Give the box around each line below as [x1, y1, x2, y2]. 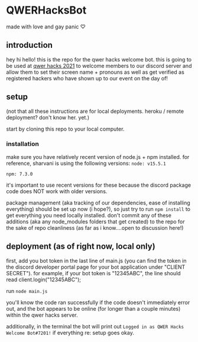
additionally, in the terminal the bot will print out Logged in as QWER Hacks [6, 323, 184, 330]
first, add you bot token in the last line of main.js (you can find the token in [6, 257, 187, 264]
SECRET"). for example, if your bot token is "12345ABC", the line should [6, 269, 181, 276]
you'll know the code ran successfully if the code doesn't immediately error [6, 299, 190, 306]
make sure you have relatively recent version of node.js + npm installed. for [6, 153, 190, 160]
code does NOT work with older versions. [6, 187, 108, 195]
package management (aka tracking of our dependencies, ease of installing [6, 199, 190, 206]
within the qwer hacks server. [6, 311, 78, 318]
